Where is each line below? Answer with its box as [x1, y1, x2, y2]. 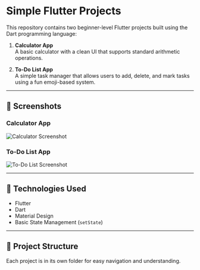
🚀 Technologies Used [6, 184, 86, 194]
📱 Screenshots [6, 101, 62, 111]
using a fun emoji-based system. [14, 79, 96, 86]
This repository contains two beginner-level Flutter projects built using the [6, 24, 188, 31]
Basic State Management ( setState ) [14, 218, 103, 225]
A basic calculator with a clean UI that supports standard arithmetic [14, 48, 180, 55]
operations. [14, 54, 43, 61]
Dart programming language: [6, 30, 77, 37]
